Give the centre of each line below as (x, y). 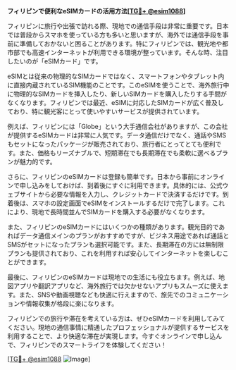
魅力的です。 (38, 162)
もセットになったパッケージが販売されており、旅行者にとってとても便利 (112, 144)
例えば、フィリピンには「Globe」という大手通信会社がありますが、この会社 (118, 127)
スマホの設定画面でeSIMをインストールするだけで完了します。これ (128, 203)
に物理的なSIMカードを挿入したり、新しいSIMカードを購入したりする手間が (117, 94)
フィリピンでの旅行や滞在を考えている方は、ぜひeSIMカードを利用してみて (116, 319)
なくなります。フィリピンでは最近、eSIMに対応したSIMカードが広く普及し (116, 103)
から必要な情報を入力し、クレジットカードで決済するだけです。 (130, 194)
